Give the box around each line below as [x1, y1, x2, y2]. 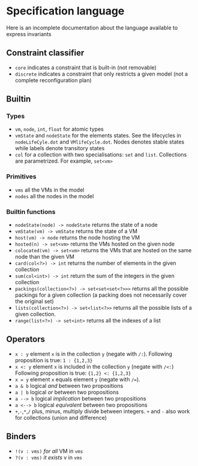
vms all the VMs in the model [14, 186, 85, 193]
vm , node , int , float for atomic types [14, 126, 104, 133]
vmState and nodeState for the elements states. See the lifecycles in [14, 132, 182, 139]
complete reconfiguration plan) [14, 76, 92, 83]
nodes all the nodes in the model [14, 192, 94, 199]
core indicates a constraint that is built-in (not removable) [14, 64, 157, 71]
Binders [6, 431, 36, 442]
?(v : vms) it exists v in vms [14, 453, 83, 461]
